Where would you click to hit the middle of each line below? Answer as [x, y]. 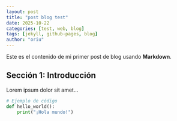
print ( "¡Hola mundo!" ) [45, 112]
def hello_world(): [31, 106]
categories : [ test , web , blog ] [45, 28]
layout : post [22, 12]
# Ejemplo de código [32, 101]
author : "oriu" [25, 40]
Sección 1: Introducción [51, 75]
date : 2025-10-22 [28, 23]
